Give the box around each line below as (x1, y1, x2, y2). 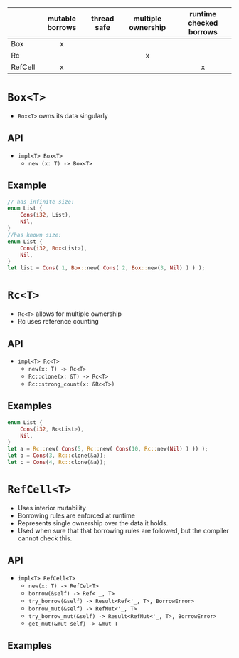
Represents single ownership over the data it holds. (17, 518, 169, 527)
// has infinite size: (7, 198, 75, 205)
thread (91, 14, 115, 24)
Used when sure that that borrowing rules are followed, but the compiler (17, 526, 230, 535)
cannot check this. (17, 534, 73, 543)
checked (188, 18, 218, 28)
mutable (47, 14, 76, 24)
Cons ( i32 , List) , (20, 212, 72, 219)
